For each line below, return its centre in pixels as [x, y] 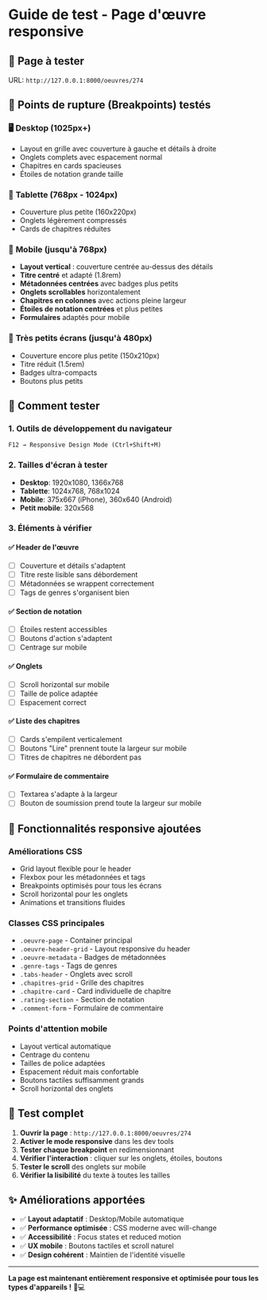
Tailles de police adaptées [62, 1063]
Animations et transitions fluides [72, 903]
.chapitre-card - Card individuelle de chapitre [95, 991]
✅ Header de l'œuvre [44, 548]
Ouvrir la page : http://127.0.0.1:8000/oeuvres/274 [105, 1133]
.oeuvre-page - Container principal [76, 940]
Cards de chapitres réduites [65, 228]
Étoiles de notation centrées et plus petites [91, 309]
